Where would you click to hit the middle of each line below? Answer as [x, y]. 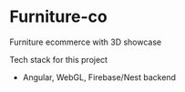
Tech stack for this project [58, 59]
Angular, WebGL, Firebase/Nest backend [99, 77]
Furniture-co [58, 17]
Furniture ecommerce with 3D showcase [86, 42]
